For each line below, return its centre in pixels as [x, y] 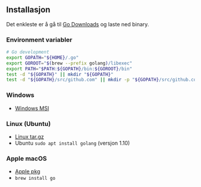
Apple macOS [27, 158]
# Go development [28, 52]
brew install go [35, 179]
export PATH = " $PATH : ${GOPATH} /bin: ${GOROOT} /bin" [69, 69]
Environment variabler [39, 39]
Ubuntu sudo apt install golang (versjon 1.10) [72, 143]
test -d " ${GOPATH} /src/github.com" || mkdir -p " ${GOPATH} [83, 80]
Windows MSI [32, 108]
